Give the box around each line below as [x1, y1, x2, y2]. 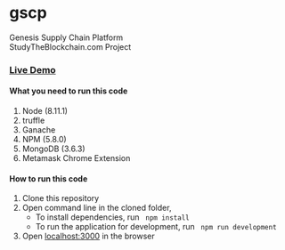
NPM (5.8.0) [21, 134, 67, 145]
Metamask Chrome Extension [21, 153, 131, 164]
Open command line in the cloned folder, [21, 203, 172, 214]
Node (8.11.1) [21, 106, 69, 117]
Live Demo [9, 63, 56, 76]
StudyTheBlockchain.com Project [9, 41, 132, 52]
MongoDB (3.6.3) [21, 143, 86, 154]
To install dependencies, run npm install [35, 212, 190, 222]
